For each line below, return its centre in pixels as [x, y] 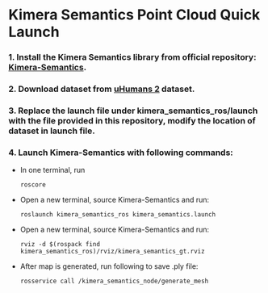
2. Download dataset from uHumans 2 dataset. [102, 89]
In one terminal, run [52, 170]
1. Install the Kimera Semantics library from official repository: [132, 57]
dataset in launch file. [52, 131]
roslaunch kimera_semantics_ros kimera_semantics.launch [118, 215]
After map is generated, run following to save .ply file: [109, 266]
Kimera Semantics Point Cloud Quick [134, 15]
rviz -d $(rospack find [60, 245]
